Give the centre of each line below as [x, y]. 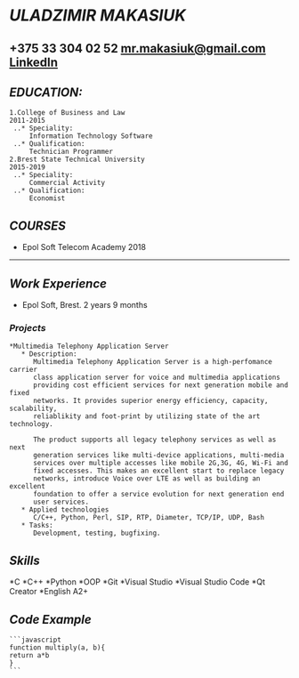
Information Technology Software [91, 136]
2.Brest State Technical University [77, 160]
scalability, [33, 409]
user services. [61, 502]
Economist [47, 198]
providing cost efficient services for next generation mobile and [161, 385]
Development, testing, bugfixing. [97, 533]
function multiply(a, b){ [57, 647]
